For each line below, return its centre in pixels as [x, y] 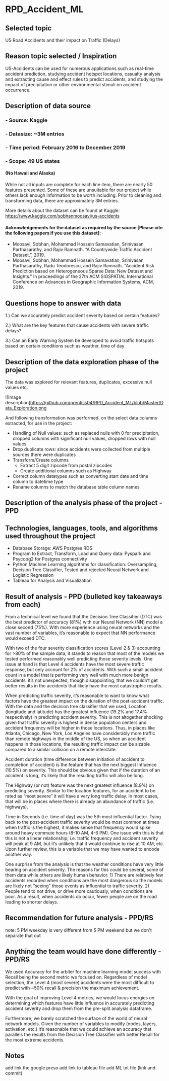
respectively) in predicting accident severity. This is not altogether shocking [84, 717]
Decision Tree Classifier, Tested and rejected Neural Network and [80, 570]
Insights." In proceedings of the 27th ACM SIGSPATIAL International [82, 276]
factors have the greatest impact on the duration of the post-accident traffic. [85, 701]
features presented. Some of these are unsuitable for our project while [78, 190]
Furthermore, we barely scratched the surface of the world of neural [76, 1018]
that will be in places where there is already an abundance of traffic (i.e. [80, 801]
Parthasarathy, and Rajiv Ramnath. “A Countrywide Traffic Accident [82, 250]
